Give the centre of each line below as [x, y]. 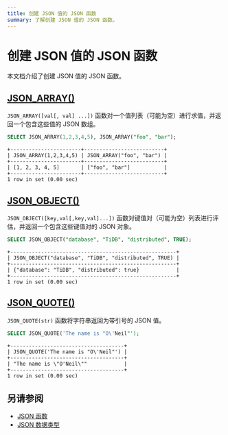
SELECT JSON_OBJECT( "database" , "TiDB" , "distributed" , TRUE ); [100, 239]
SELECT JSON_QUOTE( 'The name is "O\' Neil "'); [73, 333]
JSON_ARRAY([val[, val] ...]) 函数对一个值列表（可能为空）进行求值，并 [111, 116]
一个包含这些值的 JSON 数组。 [56, 124]
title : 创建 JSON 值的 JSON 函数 [52, 13]
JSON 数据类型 [38, 425]
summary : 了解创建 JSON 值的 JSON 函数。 [62, 20]
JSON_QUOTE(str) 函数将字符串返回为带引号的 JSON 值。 [86, 320]
